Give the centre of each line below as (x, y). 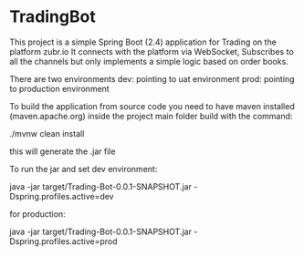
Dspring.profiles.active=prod (63, 241)
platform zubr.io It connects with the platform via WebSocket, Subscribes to (152, 51)
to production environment (59, 88)
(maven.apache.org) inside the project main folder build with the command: (151, 116)
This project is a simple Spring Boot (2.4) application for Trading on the (143, 42)
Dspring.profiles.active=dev (62, 196)
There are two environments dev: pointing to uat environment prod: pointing (152, 78)
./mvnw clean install (47, 133)
